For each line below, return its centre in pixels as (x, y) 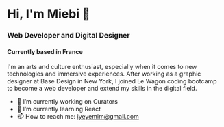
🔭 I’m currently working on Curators (67, 102)
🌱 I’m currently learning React (59, 109)
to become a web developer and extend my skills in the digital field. (102, 89)
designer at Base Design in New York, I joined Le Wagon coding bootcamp (112, 81)
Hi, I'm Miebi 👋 (49, 14)
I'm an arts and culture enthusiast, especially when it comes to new (102, 67)
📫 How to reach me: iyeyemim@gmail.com (78, 117)
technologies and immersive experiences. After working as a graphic (104, 74)
